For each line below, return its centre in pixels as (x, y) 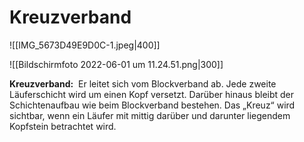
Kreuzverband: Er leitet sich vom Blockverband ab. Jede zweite (143, 83)
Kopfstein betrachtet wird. (63, 126)
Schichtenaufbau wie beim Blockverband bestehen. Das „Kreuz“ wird (152, 105)
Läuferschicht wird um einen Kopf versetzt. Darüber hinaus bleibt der (152, 94)
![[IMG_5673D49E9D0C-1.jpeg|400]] (85, 45)
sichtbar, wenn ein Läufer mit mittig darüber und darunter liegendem (150, 115)
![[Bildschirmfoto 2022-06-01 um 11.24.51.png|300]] (116, 64)
